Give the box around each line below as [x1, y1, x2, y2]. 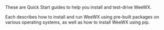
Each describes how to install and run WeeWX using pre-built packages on [5, 14, 159, 19]
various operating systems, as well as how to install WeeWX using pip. [5, 19, 150, 25]
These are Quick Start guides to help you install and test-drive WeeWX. [5, 4, 151, 10]
